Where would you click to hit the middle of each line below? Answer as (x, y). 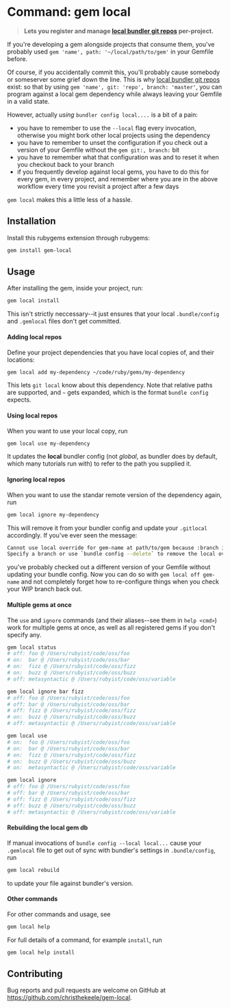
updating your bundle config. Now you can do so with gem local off (104, 575)
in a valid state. (28, 101)
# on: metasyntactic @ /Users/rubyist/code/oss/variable (91, 768)
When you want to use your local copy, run (67, 431)
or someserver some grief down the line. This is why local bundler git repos (114, 79)
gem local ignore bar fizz (46, 691)
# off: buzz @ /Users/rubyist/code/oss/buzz (72, 805)
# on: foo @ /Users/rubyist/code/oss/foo (68, 742)
